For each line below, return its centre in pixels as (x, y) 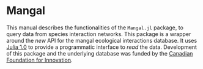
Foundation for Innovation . (39, 60)
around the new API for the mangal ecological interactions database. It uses (102, 40)
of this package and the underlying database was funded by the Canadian (100, 53)
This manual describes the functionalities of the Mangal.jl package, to (95, 27)
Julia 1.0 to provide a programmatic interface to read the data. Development (102, 47)
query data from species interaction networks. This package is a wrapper (99, 34)
